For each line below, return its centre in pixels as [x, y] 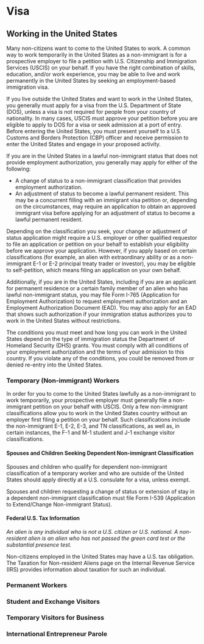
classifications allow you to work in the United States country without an [97, 413]
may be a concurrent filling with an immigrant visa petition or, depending [106, 200]
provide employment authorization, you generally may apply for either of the [102, 162]
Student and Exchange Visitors [53, 601]
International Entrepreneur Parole [57, 634]
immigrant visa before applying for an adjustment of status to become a [105, 213]
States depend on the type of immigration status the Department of [91, 339]
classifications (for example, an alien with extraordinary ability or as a [93, 257]
